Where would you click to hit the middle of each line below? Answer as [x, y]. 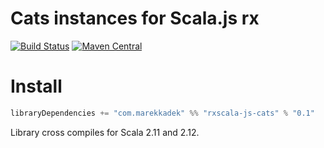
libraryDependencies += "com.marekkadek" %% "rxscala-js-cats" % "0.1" [162, 113]
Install [36, 86]
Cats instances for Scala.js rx [135, 18]
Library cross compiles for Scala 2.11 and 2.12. [105, 132]
